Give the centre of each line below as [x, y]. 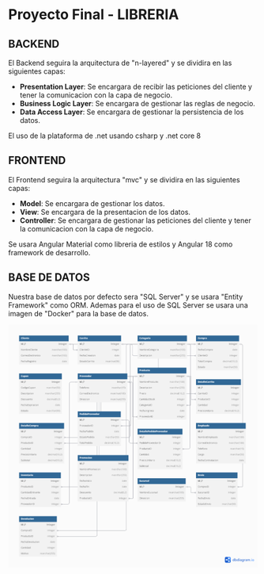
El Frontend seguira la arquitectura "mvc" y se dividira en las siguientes [124, 179]
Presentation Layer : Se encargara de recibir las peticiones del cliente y [136, 86]
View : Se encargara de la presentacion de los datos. [105, 212]
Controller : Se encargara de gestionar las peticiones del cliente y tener [135, 220]
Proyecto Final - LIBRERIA [94, 15]
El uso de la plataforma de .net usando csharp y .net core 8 [105, 136]
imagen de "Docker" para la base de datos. [78, 313]
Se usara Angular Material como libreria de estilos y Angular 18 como [121, 244]
